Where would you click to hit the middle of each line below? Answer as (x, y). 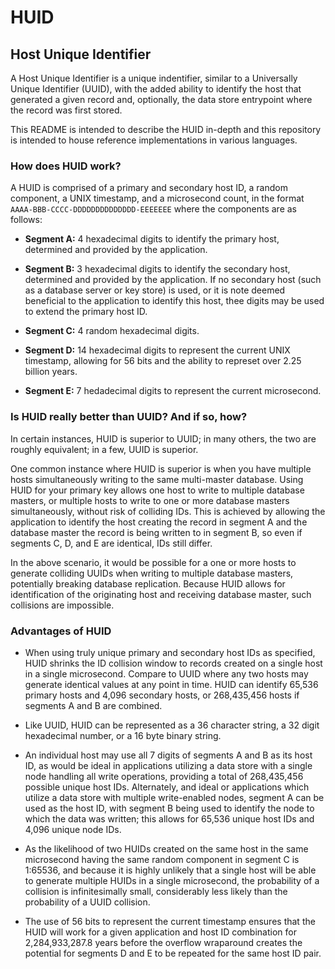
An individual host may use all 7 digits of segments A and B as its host (168, 755)
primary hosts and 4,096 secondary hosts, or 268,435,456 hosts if (162, 695)
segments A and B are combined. (93, 705)
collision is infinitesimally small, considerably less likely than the (156, 891)
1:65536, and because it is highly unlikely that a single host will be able (170, 870)
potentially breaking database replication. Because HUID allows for (148, 583)
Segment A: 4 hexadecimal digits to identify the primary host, (152, 239)
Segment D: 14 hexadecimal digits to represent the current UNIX (157, 350)
